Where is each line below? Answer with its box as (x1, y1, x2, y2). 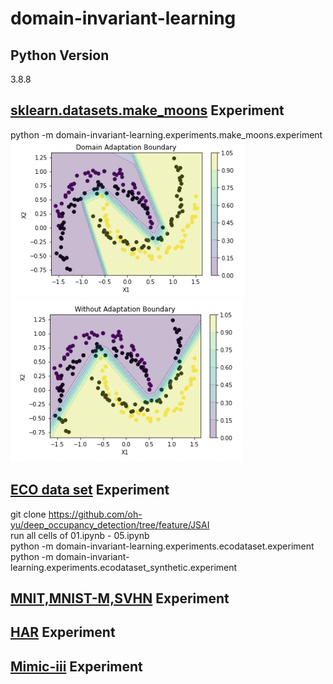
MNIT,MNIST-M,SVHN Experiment (10, 590, 230, 607)
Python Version (10, 47, 110, 64)
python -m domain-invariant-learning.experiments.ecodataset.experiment (10, 540, 315, 552)
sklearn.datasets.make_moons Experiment (10, 102, 285, 119)
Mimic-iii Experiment (10, 658, 143, 675)
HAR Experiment (10, 624, 116, 641)
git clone (10, 508, 47, 520)
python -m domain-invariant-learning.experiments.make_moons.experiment (10, 128, 323, 141)
